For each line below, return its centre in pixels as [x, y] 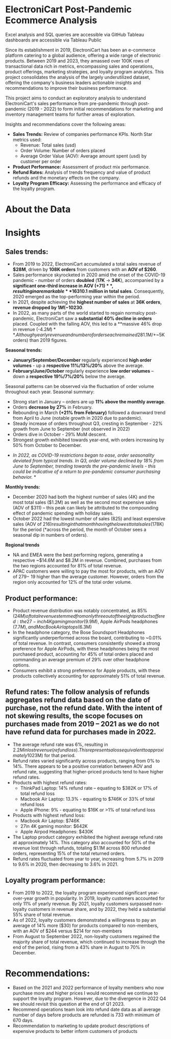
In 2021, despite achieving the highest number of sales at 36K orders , [87, 302]
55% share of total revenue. [42, 914]
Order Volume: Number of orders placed [63, 150]
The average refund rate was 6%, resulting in [60, 744]
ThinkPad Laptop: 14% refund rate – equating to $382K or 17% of [89, 788]
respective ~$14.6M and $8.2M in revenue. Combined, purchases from [87, 560]
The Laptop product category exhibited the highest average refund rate [88, 837]
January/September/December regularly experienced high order [82, 360]
